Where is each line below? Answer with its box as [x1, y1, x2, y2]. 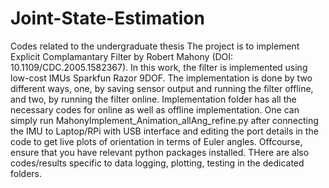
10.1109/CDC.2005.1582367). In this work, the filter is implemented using [10, 61, 308, 73]
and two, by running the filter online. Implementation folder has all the [10, 93, 297, 105]
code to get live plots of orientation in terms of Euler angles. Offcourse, [10, 135, 303, 147]
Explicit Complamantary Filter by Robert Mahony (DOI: [10, 50, 234, 62]
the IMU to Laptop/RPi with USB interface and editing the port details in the [10, 125, 319, 137]
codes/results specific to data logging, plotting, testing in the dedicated [10, 157, 305, 169]
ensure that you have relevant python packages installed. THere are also [10, 146, 310, 158]
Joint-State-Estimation [10, 7, 205, 30]
